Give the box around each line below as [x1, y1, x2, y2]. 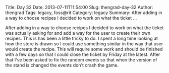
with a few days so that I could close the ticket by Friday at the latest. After [5, 51, 160, 57]
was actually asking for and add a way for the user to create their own [5, 30, 151, 36]
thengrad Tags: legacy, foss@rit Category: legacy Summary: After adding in [5, 10, 162, 16]
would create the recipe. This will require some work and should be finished [5, 46, 163, 52]
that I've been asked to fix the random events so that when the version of [5, 57, 157, 62]
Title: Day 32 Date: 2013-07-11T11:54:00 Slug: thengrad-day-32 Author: [5, 5, 153, 10]
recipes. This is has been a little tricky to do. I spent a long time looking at [5, 35, 158, 41]
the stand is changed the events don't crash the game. [5, 62, 119, 68]
